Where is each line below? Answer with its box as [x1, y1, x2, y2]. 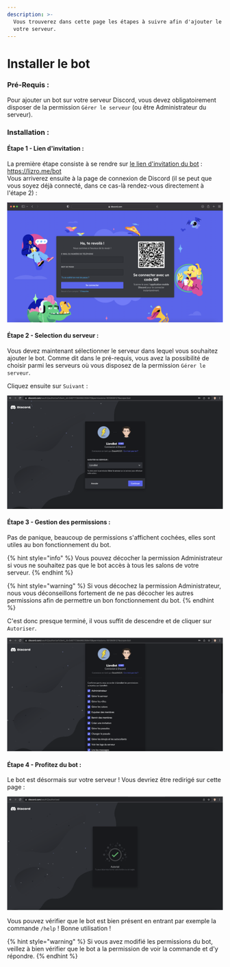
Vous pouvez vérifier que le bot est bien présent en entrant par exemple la [7, 917, 217, 925]
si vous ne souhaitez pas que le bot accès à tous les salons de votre [7, 561, 199, 569]
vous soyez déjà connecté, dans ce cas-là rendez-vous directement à [7, 181, 204, 190]
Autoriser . [7, 624, 37, 632]
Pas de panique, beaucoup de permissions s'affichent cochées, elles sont [7, 533, 216, 541]
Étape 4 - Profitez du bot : [7, 760, 82, 768]
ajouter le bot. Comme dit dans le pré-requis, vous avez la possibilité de [7, 353, 209, 362]
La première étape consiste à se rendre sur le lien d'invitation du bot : [7, 160, 203, 168]
